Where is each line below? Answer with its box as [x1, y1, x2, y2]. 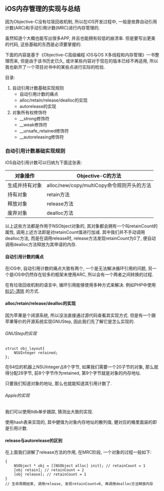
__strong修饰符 [19, 115, 50, 121]
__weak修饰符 [19, 122, 47, 128]
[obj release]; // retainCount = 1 [14, 472, 87, 477]
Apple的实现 [5, 392, 30, 399]
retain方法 [47, 191, 70, 198]
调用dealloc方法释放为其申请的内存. [5, 242, 77, 247]
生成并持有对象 [7, 182, 43, 189]
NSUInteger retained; [14, 350, 58, 355]
